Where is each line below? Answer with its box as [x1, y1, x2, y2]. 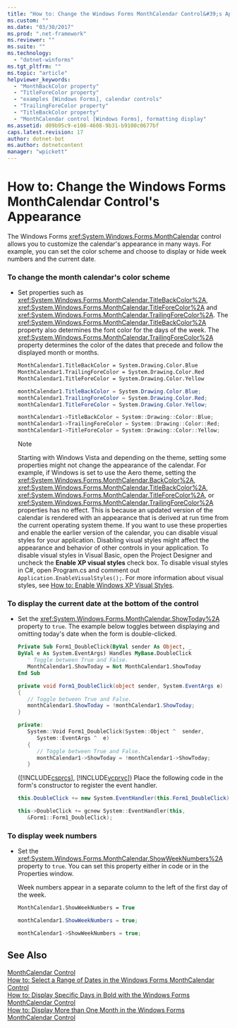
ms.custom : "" [7, 17, 49, 24]
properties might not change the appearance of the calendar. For [17, 461, 207, 470]
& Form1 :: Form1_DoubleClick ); [27, 814, 113, 822]
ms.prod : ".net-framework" [7, 30, 87, 37]
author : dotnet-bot [7, 135, 65, 142]
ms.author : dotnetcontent [7, 142, 83, 149]
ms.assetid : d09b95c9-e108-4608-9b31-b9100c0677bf [7, 122, 159, 129]
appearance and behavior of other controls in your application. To [17, 543, 209, 552]
